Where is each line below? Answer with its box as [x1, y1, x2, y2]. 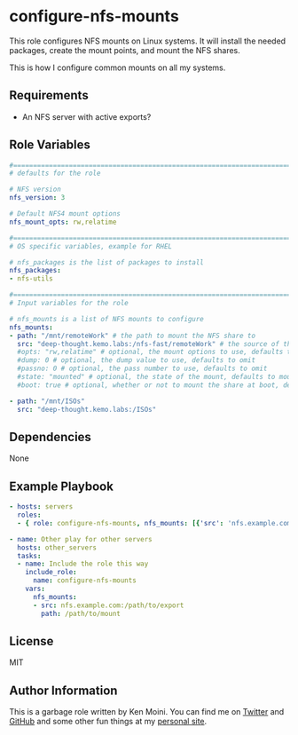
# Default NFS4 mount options [9, 209, 122, 218]
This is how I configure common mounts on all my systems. [9, 62, 226, 73]
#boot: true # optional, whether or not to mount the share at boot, [17, 380, 279, 390]
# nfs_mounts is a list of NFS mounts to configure [9, 314, 204, 323]
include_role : [25, 568, 77, 577]
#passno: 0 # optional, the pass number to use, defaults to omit [17, 364, 268, 374]
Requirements [9, 88, 89, 103]
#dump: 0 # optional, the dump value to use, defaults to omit [17, 356, 255, 365]
